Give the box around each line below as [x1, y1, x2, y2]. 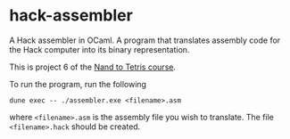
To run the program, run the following [9, 78, 147, 89]
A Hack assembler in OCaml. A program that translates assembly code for [9, 35, 281, 45]
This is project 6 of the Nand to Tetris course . [9, 61, 177, 72]
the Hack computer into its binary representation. [9, 44, 190, 54]
